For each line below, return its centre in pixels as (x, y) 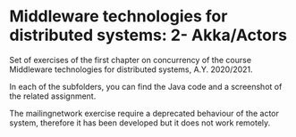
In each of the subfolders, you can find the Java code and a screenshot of (146, 86)
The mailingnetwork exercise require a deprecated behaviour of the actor (144, 113)
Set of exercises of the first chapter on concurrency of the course (131, 60)
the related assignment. (53, 96)
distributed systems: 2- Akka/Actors (148, 35)
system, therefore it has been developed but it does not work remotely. (140, 123)
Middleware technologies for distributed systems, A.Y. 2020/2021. (131, 69)
